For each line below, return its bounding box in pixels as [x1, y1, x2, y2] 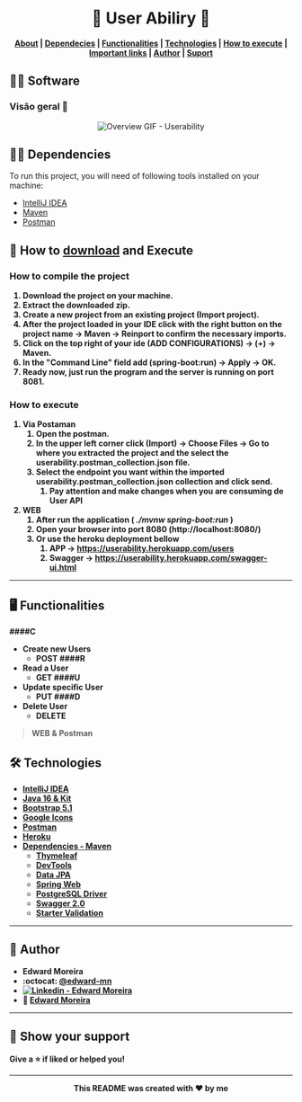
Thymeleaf [35, 850, 78, 861]
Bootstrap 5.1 [22, 803, 73, 813]
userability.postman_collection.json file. [35, 458, 191, 468]
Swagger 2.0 [35, 898, 85, 909]
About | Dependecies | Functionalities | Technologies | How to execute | [14, 38, 288, 49]
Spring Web [35, 879, 82, 890]
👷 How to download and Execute [9, 243, 194, 258]
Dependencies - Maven [22, 840, 112, 852]
